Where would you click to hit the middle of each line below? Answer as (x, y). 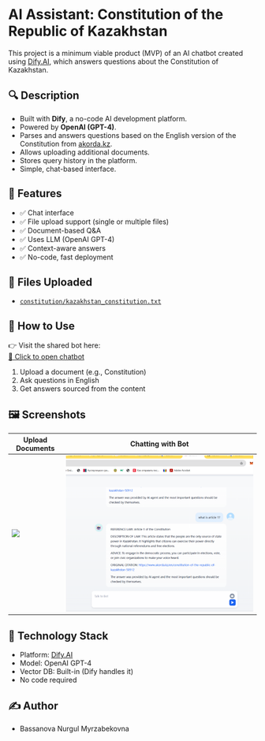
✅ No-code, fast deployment (66, 257)
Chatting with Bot (159, 444)
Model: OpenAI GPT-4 (56, 663)
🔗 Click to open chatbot (47, 357)
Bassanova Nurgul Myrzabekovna (75, 728)
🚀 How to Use (41, 326)
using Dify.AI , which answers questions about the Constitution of (114, 61)
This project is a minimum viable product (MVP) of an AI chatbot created (126, 53)
